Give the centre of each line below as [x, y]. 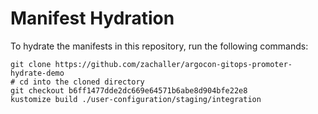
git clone [31, 64]
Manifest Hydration [92, 18]
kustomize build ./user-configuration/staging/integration [136, 99]
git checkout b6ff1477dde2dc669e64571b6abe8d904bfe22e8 [129, 90]
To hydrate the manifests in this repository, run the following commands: [159, 46]
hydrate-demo [37, 73]
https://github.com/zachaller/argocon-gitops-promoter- [173, 64]
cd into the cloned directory [82, 82]
